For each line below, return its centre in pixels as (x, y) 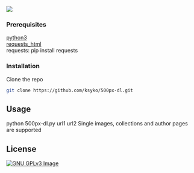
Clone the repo (25, 79)
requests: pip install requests (42, 51)
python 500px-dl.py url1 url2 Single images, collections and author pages (97, 124)
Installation (23, 66)
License (21, 149)
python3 (17, 38)
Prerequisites (26, 24)
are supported (24, 130)
